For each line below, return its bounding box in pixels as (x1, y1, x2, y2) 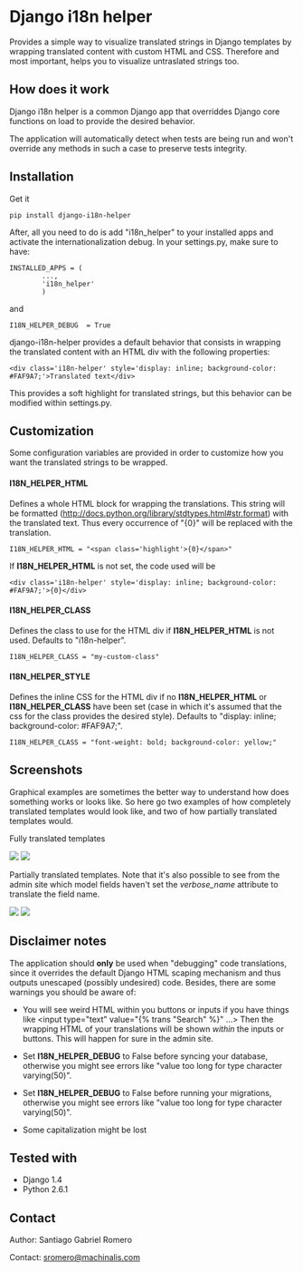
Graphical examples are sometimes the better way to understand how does (9, 786, 289, 797)
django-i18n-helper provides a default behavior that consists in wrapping (9, 336, 281, 347)
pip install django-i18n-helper (9, 210, 131, 219)
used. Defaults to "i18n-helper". (9, 635, 127, 646)
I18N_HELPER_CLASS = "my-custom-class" (9, 652, 160, 661)
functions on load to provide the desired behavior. (9, 115, 195, 126)
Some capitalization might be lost (22, 1124, 147, 1135)
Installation (9, 170, 74, 185)
